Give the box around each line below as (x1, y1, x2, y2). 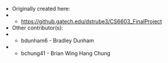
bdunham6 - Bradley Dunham (20, 37, 94, 44)
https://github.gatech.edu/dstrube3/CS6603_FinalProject (20, 18, 162, 25)
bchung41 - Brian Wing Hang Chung (20, 50, 111, 56)
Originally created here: (11, 5, 71, 12)
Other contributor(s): (11, 24, 64, 31)
